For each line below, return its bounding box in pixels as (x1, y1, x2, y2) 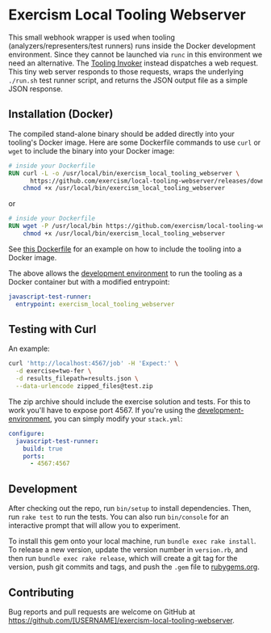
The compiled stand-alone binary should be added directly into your (8, 129, 236, 138)
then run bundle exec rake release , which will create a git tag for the (8, 554, 238, 563)
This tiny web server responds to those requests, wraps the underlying (8, 66, 244, 76)
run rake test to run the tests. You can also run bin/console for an (8, 512, 229, 522)
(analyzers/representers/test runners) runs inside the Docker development (8, 40, 256, 50)
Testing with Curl (8, 323, 97, 336)
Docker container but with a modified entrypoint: (8, 276, 170, 286)
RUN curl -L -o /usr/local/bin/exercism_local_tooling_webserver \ (8, 169, 240, 177)
